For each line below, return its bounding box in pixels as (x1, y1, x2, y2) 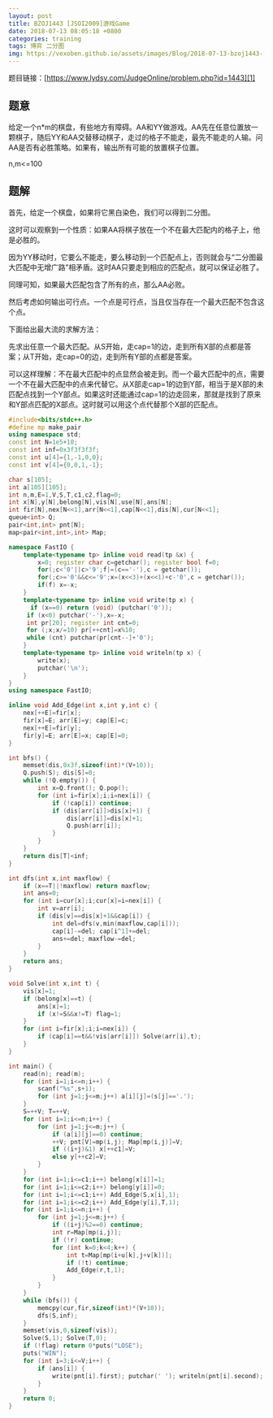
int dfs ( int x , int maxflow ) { (8, 874, 111, 882)
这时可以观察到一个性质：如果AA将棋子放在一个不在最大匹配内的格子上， (8, 224, 253, 234)
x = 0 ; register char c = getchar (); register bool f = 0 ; (37, 558, 220, 566)
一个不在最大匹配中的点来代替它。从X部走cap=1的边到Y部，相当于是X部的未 (8, 379, 264, 388)
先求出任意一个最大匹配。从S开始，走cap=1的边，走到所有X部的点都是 (8, 341, 245, 351)
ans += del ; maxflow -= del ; (51, 934, 136, 943)
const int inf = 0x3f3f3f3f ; (8, 446, 100, 454)
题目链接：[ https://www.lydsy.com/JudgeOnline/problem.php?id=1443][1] (8, 73, 256, 82)
